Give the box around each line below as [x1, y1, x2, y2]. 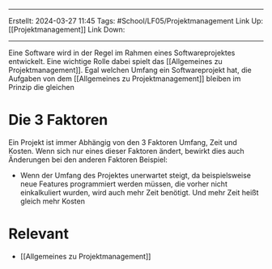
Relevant [8, 224, 69, 243]
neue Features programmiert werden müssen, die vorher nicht [19, 179, 228, 189]
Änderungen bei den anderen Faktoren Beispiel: [8, 155, 168, 164]
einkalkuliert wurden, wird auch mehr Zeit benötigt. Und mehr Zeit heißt [19, 187, 259, 197]
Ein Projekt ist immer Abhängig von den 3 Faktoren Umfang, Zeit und [8, 137, 237, 147]
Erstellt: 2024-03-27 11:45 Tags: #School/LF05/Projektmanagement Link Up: [8, 16, 264, 25]
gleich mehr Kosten [19, 196, 85, 206]
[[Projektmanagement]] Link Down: [8, 25, 125, 34]
